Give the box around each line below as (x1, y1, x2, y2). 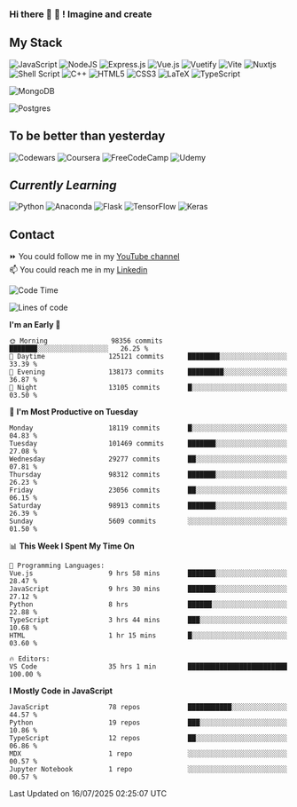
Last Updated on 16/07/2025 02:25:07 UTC (9, 788, 167, 799)
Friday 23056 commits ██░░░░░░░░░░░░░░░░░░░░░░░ (9, 486, 288, 495)
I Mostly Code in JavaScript (9, 685, 113, 696)
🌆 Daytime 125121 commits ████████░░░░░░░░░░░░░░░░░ (9, 352, 288, 361)
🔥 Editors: (9, 654, 51, 664)
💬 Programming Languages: (9, 561, 105, 571)
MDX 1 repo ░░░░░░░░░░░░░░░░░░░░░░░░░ (9, 749, 288, 758)
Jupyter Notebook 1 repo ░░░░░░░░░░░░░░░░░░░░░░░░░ (9, 765, 288, 774)
